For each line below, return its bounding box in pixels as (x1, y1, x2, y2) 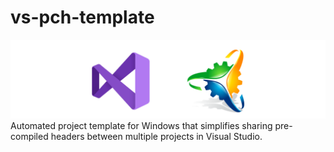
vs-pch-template (10, 6, 155, 29)
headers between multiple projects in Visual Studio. (50, 130, 263, 142)
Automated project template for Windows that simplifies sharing (10, 119, 273, 131)
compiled (10, 130, 49, 142)
